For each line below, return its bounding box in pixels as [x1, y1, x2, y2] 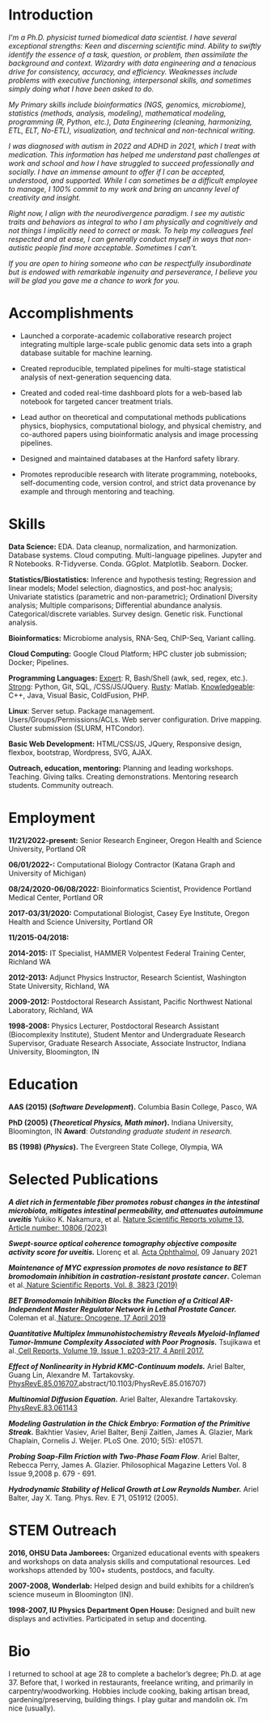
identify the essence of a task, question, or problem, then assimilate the [8, 49, 248, 59]
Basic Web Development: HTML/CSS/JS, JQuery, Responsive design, [8, 739, 243, 748]
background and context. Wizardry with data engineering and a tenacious [8, 58, 256, 68]
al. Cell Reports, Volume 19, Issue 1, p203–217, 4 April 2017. [8, 1346, 205, 1355]
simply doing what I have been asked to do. [8, 83, 155, 94]
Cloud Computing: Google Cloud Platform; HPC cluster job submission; [8, 649, 248, 659]
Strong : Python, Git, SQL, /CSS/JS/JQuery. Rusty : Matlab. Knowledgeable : [8, 681, 256, 691]
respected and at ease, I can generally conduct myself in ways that [8, 234, 234, 244]
